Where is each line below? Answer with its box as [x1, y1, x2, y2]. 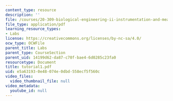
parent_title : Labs [5, 45, 47, 50]
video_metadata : [5, 83, 40, 88]
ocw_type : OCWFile [5, 41, 45, 46]
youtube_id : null [10, 88, 47, 93]
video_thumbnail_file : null [10, 79, 71, 84]
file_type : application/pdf [5, 21, 66, 27]
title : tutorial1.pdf [5, 64, 52, 69]
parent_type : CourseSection [5, 50, 66, 55]
